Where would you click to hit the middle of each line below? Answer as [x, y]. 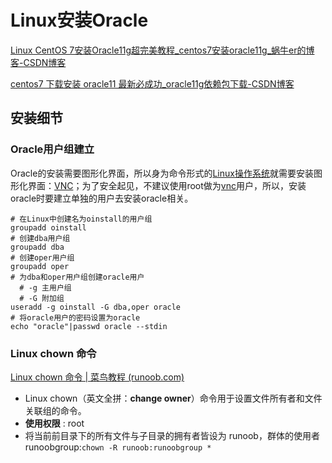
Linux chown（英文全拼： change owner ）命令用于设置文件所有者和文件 [173, 398]
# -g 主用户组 [45, 287]
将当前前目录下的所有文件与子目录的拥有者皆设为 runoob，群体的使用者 [172, 435]
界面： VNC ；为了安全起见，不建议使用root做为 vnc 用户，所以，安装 [167, 185]
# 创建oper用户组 [42, 257]
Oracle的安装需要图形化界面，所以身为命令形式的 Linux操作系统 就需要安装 [162, 173]
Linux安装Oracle [79, 20]
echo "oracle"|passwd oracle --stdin [89, 326]
